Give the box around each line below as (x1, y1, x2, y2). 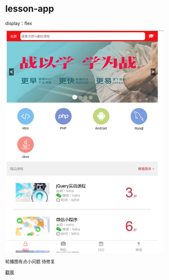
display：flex (5, 20, 32, 26)
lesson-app (5, 3, 54, 15)
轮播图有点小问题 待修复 (5, 258, 55, 264)
